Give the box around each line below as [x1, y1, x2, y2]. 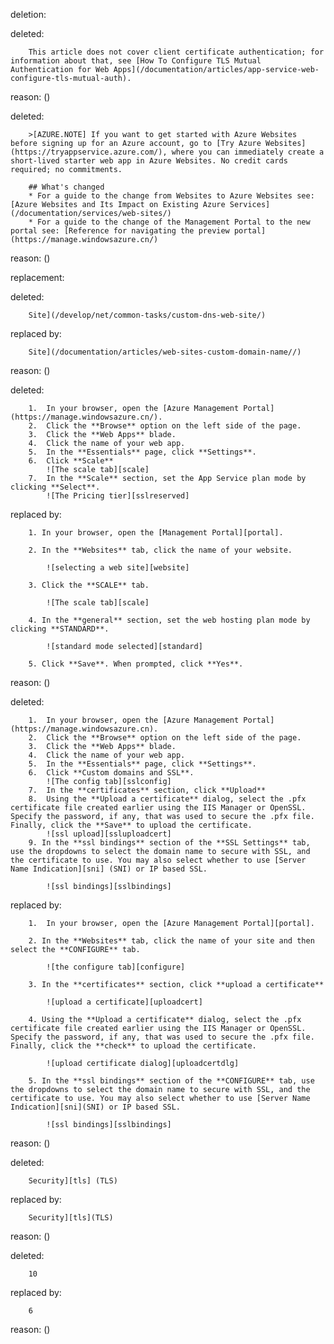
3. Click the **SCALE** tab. [28, 580, 150, 590]
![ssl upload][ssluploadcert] [46, 829, 172, 839]
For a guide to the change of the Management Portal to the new [36, 217, 311, 227]
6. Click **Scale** [28, 456, 114, 466]
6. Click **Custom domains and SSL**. [28, 768, 195, 778]
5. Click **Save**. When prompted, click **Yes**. [28, 659, 244, 669]
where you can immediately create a [171, 147, 325, 157]
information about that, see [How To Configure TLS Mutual [10, 56, 262, 66]
